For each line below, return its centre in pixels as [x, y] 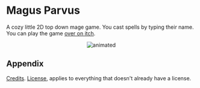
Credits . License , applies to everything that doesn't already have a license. [99, 78]
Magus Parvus [43, 10]
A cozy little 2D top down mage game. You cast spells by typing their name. [100, 27]
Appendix [25, 64]
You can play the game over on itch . [51, 33]
